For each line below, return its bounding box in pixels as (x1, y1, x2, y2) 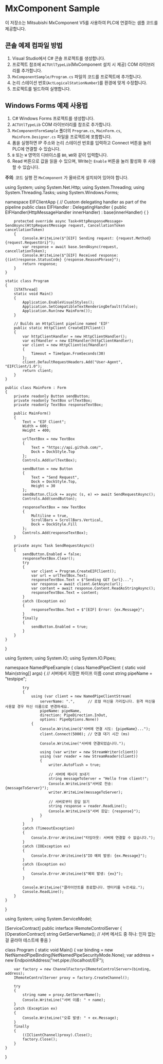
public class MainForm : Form (5, 385, 67, 390)
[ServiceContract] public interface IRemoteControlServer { (5, 925, 123, 931)
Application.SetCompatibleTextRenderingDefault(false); (22, 304, 138, 309)
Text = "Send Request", (31, 475, 79, 480)
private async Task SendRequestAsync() (14, 543, 95, 548)
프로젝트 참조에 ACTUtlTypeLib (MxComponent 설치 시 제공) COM (12, 61, 138, 67)
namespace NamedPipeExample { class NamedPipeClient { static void (5, 664, 146, 670)
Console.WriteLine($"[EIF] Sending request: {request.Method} (22, 236, 151, 241)
